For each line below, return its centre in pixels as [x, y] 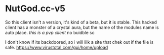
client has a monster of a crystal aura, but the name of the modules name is [82, 27]
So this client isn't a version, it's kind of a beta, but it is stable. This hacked [81, 22]
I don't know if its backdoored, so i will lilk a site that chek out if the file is [80, 42]
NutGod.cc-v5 [35, 9]
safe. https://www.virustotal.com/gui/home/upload [57, 47]
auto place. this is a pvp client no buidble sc [50, 32]
